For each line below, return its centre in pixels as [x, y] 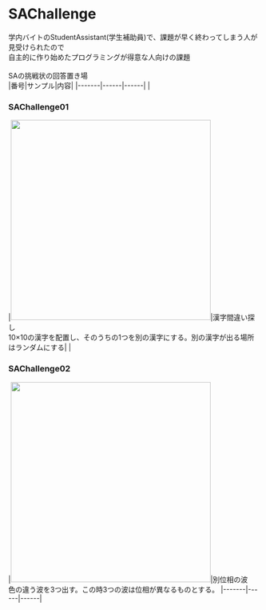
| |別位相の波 [128, 579]
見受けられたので [36, 47]
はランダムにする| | [40, 347]
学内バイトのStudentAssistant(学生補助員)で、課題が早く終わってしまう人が [133, 37]
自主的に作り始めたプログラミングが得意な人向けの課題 [99, 57]
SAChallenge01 [39, 106]
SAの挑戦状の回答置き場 [48, 75]
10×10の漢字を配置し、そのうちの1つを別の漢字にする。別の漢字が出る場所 [131, 338]
